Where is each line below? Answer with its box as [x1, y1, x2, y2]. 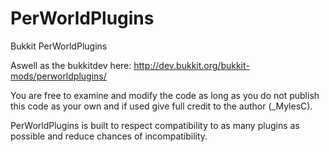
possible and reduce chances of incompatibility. [10, 130, 208, 142]
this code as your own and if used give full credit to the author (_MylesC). [10, 100, 313, 112]
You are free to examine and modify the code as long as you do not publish [10, 89, 320, 101]
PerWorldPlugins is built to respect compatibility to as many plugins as [10, 119, 300, 131]
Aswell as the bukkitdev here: [10, 59, 132, 71]
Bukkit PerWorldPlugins [10, 40, 108, 52]
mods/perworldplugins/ [10, 70, 107, 82]
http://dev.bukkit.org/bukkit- [133, 59, 250, 71]
